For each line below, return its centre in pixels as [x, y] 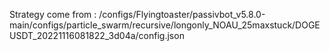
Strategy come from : [53, 14]
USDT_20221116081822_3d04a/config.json [97, 35]
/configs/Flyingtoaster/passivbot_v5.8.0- [182, 14]
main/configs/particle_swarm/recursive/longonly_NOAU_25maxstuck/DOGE [165, 25]
